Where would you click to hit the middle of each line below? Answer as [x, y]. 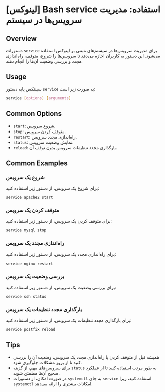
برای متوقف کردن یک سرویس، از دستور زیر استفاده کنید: [59, 221]
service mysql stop [26, 230]
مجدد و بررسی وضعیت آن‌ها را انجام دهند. [44, 61]
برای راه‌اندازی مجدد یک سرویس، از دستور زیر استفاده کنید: [61, 254]
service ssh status [26, 296]
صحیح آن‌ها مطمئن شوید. [36, 373]
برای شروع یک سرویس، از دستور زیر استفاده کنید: [52, 188]
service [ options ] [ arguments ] [38, 98]
